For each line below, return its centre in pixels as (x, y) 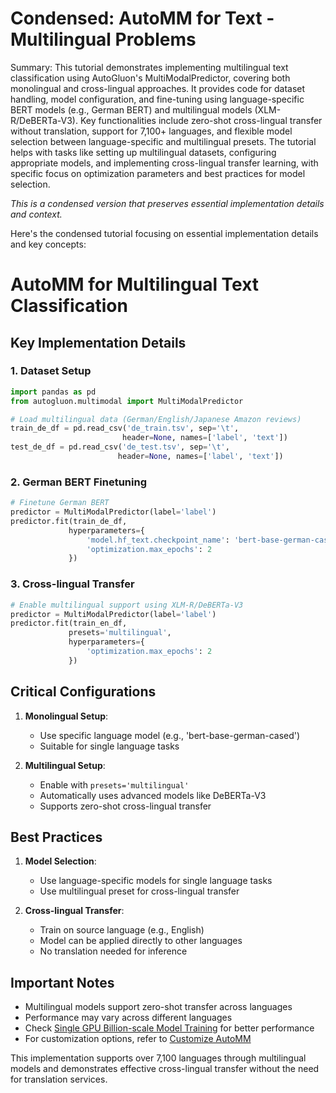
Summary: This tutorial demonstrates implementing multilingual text (149, 67)
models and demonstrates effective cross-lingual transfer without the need (165, 1069)
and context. (36, 214)
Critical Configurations (83, 692)
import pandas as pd (53, 392)
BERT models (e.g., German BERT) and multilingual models (131, 109)
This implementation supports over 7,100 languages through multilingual (158, 1058)
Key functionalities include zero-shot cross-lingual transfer (201, 120)
